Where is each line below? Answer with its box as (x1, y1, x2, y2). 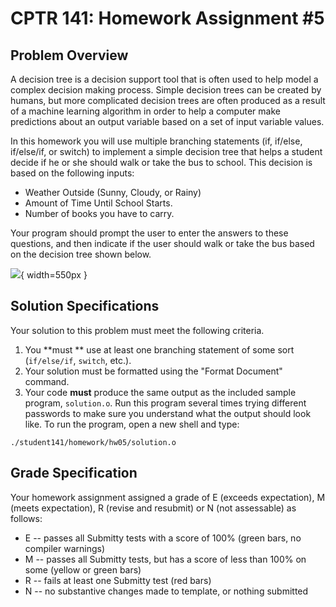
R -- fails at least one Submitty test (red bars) (24, 574, 212, 586)
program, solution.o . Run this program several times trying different (24, 397, 307, 409)
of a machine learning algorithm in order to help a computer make (10, 105, 281, 117)
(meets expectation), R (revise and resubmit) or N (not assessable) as (10, 502, 297, 514)
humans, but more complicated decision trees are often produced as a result (10, 95, 326, 106)
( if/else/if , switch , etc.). (24, 354, 132, 366)
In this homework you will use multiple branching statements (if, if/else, (10, 135, 303, 147)
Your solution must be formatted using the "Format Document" (24, 365, 283, 377)
